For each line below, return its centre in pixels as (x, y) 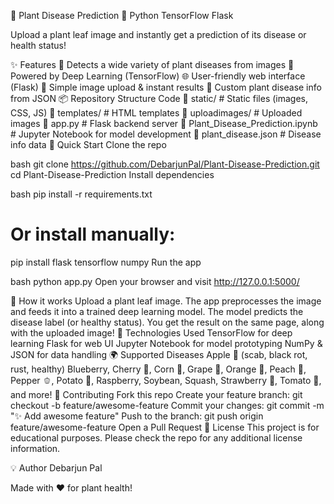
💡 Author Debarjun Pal (56, 467)
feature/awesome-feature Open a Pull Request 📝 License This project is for (165, 427)
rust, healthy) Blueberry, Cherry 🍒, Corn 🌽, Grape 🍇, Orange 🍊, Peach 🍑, (158, 369)
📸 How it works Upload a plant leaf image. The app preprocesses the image (166, 301)
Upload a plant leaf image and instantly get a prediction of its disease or (158, 34)
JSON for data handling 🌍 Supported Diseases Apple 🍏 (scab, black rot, (159, 354)
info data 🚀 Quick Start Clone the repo (88, 144)
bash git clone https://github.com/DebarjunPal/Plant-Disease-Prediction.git (165, 164)
